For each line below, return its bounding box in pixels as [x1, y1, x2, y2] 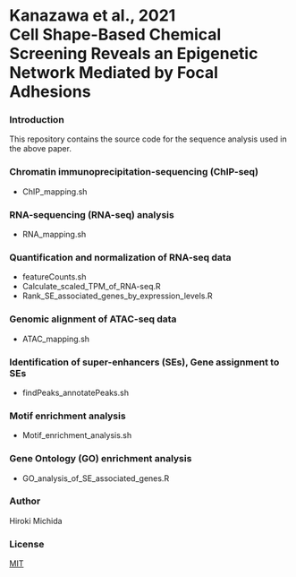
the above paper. [9, 143, 72, 154]
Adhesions [9, 82, 91, 102]
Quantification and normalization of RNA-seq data [9, 252, 232, 263]
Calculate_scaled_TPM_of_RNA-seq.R [21, 281, 161, 292]
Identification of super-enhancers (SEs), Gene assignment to [9, 356, 280, 368]
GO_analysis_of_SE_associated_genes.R [21, 472, 170, 484]
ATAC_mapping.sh [21, 333, 90, 344]
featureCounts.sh [21, 271, 87, 282]
